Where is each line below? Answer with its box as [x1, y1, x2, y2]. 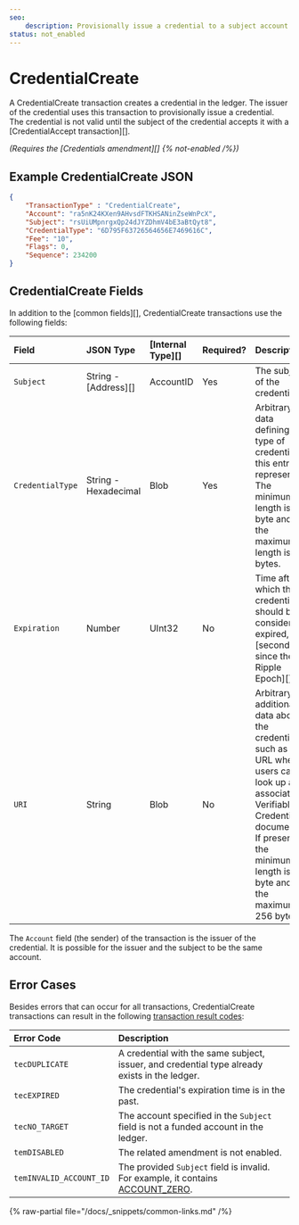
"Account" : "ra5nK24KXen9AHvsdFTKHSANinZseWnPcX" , [25, 209, 217, 219]
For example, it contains [117, 1171, 218, 1184]
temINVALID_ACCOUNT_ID [13, 1172, 109, 1183]
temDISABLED [13, 1147, 65, 1157]
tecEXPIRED [13, 1090, 60, 1100]
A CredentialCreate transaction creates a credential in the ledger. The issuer [9, 97, 288, 108]
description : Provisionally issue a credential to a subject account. [25, 21, 293, 30]
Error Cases [9, 978, 77, 993]
